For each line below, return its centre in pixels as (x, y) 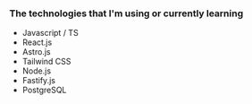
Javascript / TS (50, 33)
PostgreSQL (44, 90)
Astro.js (36, 52)
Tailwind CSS (46, 62)
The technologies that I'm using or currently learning (126, 13)
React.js (37, 42)
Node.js (37, 71)
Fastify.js (39, 81)
